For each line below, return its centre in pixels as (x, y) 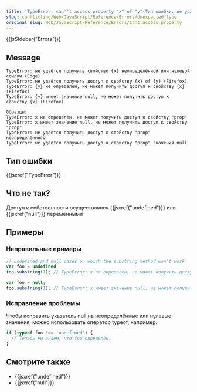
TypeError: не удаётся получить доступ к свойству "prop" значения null (97, 143)
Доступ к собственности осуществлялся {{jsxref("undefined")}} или (91, 207)
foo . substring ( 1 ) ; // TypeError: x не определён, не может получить (91, 272)
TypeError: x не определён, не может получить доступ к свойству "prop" (97, 117)
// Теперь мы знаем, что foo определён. (61, 339)
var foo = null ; (26, 283)
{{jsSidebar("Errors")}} (34, 39)
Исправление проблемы (43, 303)
